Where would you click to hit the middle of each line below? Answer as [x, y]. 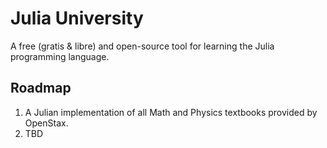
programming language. [60, 56]
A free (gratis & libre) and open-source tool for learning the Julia [142, 46]
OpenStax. [46, 123]
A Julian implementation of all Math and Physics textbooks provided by [171, 112]
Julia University [77, 18]
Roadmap [41, 88]
